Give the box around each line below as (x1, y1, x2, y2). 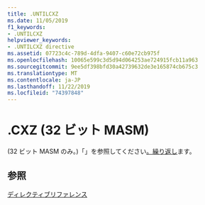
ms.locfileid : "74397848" (7, 89, 84, 96)
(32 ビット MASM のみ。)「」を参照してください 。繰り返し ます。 (7, 147, 196, 156)
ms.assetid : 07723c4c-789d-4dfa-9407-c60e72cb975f (7, 50, 160, 57)
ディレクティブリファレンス (7, 189, 87, 199)
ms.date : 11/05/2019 (7, 17, 69, 24)
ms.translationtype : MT (7, 70, 78, 77)
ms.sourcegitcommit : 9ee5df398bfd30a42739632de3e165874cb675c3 (7, 63, 199, 70)
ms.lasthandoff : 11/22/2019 (7, 83, 91, 90)
